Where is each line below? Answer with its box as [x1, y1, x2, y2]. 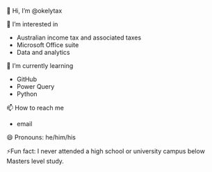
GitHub [16, 75, 38, 83]
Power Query [16, 83, 55, 90]
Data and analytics [16, 49, 70, 56]
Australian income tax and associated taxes [16, 33, 142, 42]
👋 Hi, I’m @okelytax [6, 7, 63, 15]
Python [16, 90, 38, 98]
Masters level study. [6, 157, 64, 165]
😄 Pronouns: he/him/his [6, 133, 76, 141]
